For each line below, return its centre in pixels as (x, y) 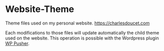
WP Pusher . (17, 43)
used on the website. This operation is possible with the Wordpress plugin (82, 38)
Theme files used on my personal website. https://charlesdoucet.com (77, 23)
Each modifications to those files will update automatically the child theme (82, 32)
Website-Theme (40, 9)
